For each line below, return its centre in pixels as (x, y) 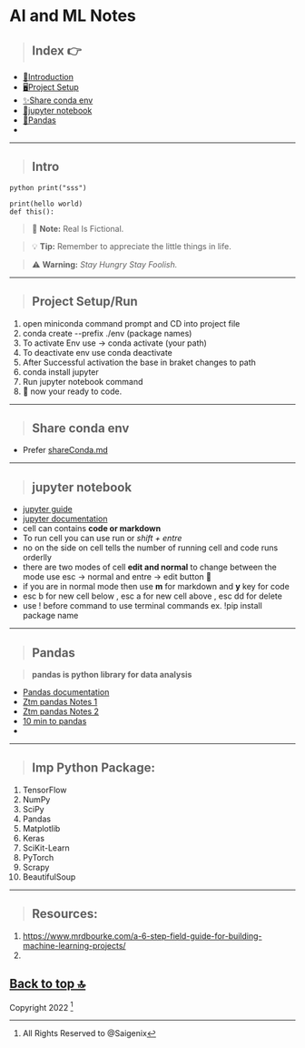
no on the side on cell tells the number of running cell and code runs (150, 548)
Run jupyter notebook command (83, 381)
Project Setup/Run (84, 302)
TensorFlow (44, 790)
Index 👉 (56, 50)
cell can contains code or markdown (92, 529)
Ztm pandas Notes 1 (60, 702)
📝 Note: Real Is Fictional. (78, 228)
